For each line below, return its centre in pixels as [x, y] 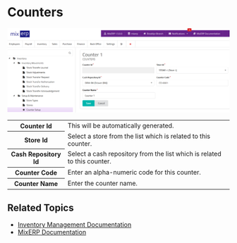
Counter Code [36, 173]
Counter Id [36, 126]
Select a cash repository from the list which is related [145, 154]
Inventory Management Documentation [74, 225]
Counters [35, 12]
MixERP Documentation [52, 232]
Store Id [36, 140]
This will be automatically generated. [121, 126]
